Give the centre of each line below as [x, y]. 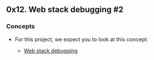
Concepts [21, 26]
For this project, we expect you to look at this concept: [81, 39]
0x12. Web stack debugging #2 [65, 10]
